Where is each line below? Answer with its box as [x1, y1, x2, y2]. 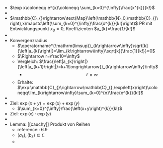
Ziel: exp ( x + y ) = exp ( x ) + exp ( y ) [9, 100, 80, 106]
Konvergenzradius [9, 37, 48, 43]
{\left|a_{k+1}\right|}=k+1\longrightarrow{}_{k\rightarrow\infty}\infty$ [17, 63, 159, 69]
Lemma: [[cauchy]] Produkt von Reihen [9, 121, 90, 127]
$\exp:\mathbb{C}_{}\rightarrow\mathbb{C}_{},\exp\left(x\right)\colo [17, 84, 158, 90]
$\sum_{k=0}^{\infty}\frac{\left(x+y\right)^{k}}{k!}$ [17, 105, 123, 111]
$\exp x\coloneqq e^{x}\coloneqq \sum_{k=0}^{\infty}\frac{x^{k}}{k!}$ [9, 5, 155, 10]
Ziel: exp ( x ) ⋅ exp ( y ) [9, 110, 51, 116]
